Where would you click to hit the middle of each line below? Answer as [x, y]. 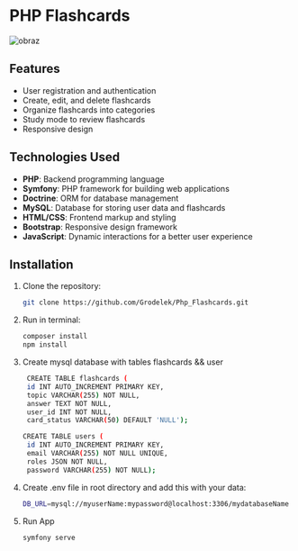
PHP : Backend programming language [93, 179]
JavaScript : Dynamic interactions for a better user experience [138, 236]
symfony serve [49, 537]
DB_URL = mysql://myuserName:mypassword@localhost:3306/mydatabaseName [156, 504]
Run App [39, 521]
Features [35, 69]
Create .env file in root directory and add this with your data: [134, 487]
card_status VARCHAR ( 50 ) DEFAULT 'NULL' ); [108, 420]
